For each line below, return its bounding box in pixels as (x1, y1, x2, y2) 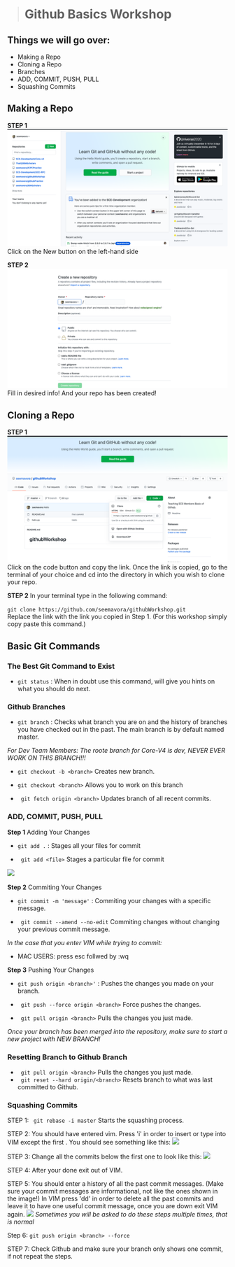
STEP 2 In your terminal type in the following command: (7, 591, 168, 600)
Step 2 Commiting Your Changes (7, 883, 102, 891)
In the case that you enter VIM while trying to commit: (7, 938, 162, 947)
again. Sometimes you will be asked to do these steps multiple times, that (7, 1210, 228, 1219)
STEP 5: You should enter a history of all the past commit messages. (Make (7, 1180, 224, 1188)
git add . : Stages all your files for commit (17, 841, 141, 849)
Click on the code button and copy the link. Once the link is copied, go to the (7, 563, 228, 572)
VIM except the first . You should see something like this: (7, 1138, 171, 1147)
